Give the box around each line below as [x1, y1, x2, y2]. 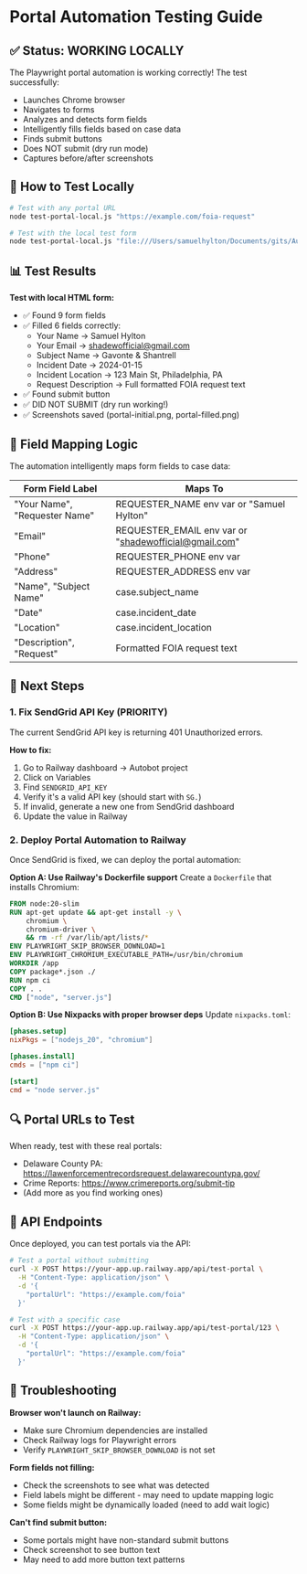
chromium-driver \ [26, 925, 96, 934]
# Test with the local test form [9, 229, 137, 238]
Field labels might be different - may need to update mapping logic [22, 1489, 274, 1500]
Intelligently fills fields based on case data [22, 123, 181, 134]
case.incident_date [115, 606, 196, 619]
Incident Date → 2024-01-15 [36, 359, 143, 371]
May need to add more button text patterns [22, 1554, 185, 1565]
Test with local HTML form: [9, 292, 114, 303]
